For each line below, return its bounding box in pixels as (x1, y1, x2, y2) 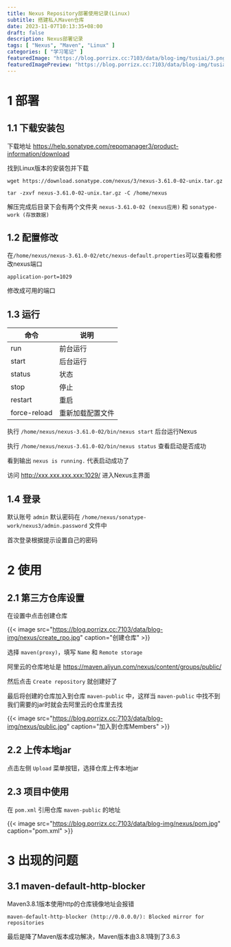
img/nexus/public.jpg (7, 722, 67, 731)
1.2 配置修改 (7, 232, 58, 244)
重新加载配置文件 (59, 408, 115, 418)
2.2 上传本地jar (7, 744, 71, 756)
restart (10, 395, 32, 405)
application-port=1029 (7, 274, 72, 280)
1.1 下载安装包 (7, 122, 65, 134)
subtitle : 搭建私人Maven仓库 (7, 16, 85, 23)
